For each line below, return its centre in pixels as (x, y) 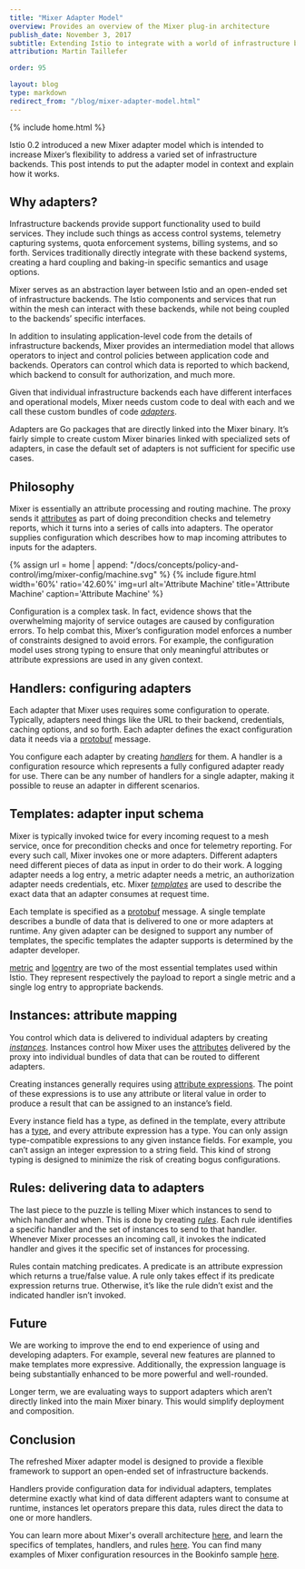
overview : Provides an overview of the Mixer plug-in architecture (140, 26)
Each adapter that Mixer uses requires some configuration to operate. (139, 710)
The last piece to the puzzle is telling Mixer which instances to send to (141, 1209)
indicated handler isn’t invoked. (68, 1295)
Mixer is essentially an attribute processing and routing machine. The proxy (150, 508)
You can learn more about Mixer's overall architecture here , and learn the (146, 1535)
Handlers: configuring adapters (101, 688)
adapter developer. (44, 950)
